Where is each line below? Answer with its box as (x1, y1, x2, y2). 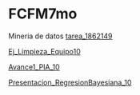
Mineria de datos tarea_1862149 (8, 31, 113, 41)
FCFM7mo (8, 5, 78, 23)
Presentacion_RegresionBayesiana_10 (8, 77, 132, 87)
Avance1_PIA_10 (8, 61, 60, 72)
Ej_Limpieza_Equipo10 (8, 46, 82, 56)
